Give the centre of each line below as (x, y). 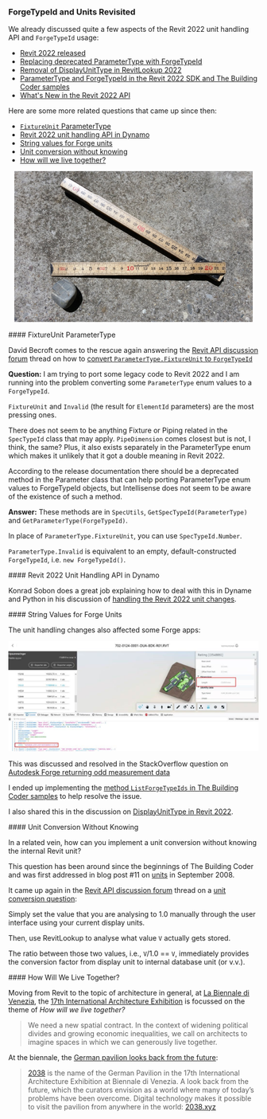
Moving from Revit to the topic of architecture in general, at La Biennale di (129, 992)
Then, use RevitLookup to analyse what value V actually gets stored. (120, 937)
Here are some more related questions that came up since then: (112, 111)
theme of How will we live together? (67, 1009)
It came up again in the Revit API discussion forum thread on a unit (117, 890)
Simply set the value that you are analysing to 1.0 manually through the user (132, 914)
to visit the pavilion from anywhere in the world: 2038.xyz (122, 1106)
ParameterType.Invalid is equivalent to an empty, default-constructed (122, 551)
